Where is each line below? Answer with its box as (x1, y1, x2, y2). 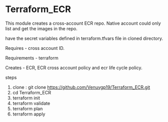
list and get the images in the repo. (5, 25, 77, 31)
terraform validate (12, 100, 51, 106)
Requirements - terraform (5, 54, 59, 61)
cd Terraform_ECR (12, 89, 52, 95)
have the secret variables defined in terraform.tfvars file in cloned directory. (5, 35, 163, 41)
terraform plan (12, 105, 43, 111)
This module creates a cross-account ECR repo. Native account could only (5, 20, 161, 26)
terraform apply (12, 111, 46, 117)
